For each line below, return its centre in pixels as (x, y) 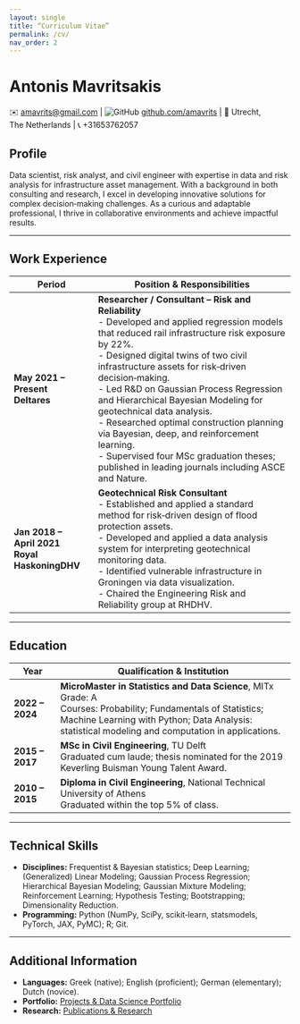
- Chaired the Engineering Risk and (172, 593)
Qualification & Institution (173, 671)
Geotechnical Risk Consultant (162, 493)
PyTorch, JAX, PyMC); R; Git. (75, 924)
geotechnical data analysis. (155, 410)
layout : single (37, 17)
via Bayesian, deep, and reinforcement (178, 433)
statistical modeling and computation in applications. (171, 731)
